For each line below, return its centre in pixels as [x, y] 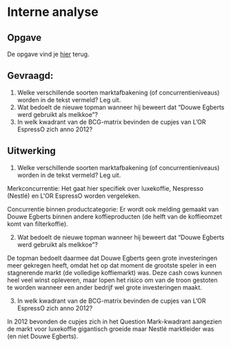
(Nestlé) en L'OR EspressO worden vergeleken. [74, 196]
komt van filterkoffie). [38, 224]
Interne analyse [53, 12]
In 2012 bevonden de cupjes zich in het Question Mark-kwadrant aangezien [114, 321]
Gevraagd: [30, 76]
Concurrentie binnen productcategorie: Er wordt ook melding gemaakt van [113, 209]
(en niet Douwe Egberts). [42, 336]
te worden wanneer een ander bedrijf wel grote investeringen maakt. [104, 287]
